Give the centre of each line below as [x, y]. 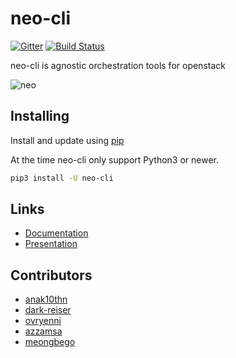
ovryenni [43, 321]
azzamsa [43, 331]
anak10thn [46, 299]
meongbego [50, 342]
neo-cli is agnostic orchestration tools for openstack [118, 65]
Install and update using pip [67, 140]
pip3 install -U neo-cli [62, 178]
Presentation [51, 244]
